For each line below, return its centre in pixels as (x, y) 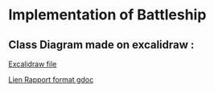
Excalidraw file (33, 64)
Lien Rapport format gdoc (51, 79)
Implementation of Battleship (107, 15)
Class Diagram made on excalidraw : (101, 45)
